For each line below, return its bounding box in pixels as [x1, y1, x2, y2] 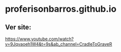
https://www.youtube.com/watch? [5, 36, 74, 42]
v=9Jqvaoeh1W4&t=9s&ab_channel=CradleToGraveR [5, 41, 112, 47]
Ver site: [5, 23, 31, 31]
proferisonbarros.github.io [5, 3, 117, 15]
